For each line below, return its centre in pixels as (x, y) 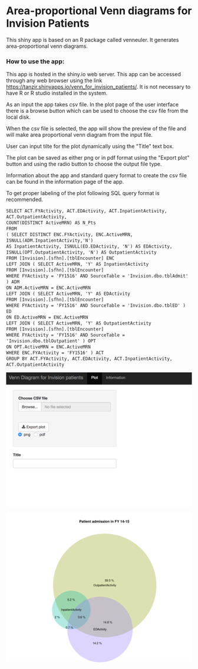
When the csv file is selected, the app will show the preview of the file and (96, 129)
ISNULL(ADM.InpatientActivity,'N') (50, 241)
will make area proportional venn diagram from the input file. (80, 135)
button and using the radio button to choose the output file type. (84, 164)
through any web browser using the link (54, 80)
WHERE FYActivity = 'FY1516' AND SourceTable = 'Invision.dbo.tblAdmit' (97, 276)
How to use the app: (35, 61)
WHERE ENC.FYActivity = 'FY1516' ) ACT (55, 353)
